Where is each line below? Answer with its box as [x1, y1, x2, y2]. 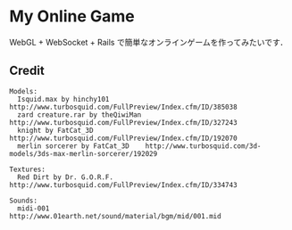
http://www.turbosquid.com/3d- [145, 141, 262, 151]
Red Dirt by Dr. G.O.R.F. [17, 172, 114, 182]
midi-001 [17, 203, 50, 213]
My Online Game [9, 6, 136, 27]
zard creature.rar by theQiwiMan [17, 110, 142, 119]
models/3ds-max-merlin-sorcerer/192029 [9, 149, 158, 158]
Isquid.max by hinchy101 [17, 94, 110, 103]
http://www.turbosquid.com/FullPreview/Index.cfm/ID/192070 [9, 134, 238, 143]
